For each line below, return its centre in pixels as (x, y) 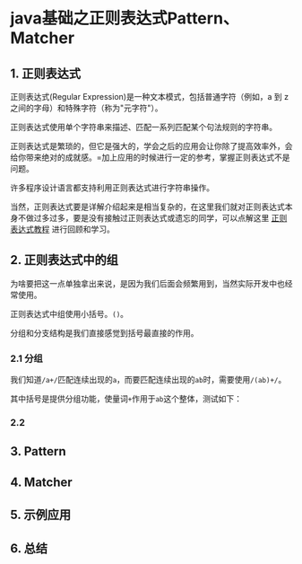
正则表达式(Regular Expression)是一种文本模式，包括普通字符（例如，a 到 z (150, 97)
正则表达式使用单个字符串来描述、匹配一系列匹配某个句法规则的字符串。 (143, 127)
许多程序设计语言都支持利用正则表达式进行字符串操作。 (112, 188)
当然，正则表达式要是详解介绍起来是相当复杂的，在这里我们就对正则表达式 (147, 207)
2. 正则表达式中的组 (65, 260)
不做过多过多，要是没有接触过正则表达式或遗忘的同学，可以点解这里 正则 (152, 218)
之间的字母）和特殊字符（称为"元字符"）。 (87, 108)
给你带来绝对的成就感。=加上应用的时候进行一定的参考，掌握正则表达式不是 (150, 157)
